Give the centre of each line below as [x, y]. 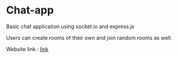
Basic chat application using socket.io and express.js [70, 26]
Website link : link [27, 49]
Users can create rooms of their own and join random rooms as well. [89, 37]
